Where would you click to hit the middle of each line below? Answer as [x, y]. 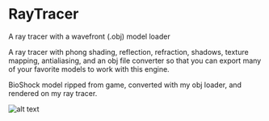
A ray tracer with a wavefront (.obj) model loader [90, 36]
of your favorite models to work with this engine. [89, 69]
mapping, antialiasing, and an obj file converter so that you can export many [135, 60]
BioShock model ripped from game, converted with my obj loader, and [125, 85]
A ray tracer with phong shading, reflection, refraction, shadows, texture [128, 52]
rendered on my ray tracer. [53, 93]
